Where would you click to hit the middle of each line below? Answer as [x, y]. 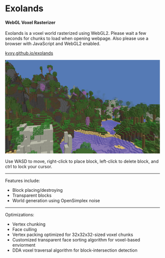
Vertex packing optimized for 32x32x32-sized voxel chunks [73, 234]
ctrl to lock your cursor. [29, 166]
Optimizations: [20, 214]
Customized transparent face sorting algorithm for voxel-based [76, 240]
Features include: [23, 181]
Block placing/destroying [37, 190]
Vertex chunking [29, 224]
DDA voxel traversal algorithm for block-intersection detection [75, 250]
